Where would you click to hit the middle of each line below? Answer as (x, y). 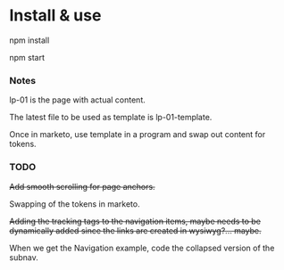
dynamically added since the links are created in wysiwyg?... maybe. (135, 230)
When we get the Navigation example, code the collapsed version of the (142, 248)
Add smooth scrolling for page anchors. (82, 186)
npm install (29, 40)
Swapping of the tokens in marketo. (75, 204)
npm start (27, 57)
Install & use (55, 16)
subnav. (24, 257)
